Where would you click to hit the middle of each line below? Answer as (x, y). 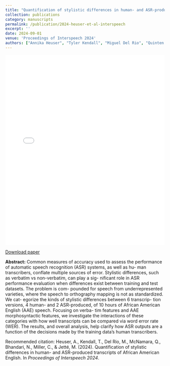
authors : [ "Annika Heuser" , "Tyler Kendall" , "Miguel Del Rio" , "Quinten (85, 43)
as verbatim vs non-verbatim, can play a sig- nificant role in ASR (73, 278)
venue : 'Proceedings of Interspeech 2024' (51, 39)
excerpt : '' (18, 29)
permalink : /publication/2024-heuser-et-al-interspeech (65, 24)
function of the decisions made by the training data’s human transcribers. (82, 332)
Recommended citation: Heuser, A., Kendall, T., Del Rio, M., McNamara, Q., (83, 341)
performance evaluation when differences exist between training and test (82, 283)
